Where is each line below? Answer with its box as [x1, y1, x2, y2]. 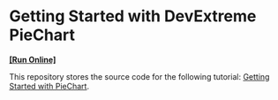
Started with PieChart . [9, 81, 90, 91]
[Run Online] [9, 54, 56, 65]
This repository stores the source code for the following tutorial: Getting [9, 71, 270, 81]
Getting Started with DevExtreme [9, 6, 257, 27]
